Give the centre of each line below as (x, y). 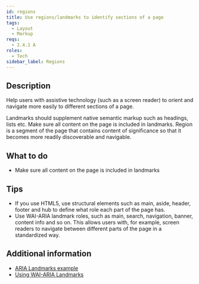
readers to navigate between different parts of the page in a (88, 229)
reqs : (13, 39)
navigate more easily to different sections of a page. (70, 106)
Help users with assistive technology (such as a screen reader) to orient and (100, 100)
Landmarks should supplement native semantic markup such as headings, (97, 118)
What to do (27, 156)
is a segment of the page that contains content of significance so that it (94, 131)
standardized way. (37, 235)
